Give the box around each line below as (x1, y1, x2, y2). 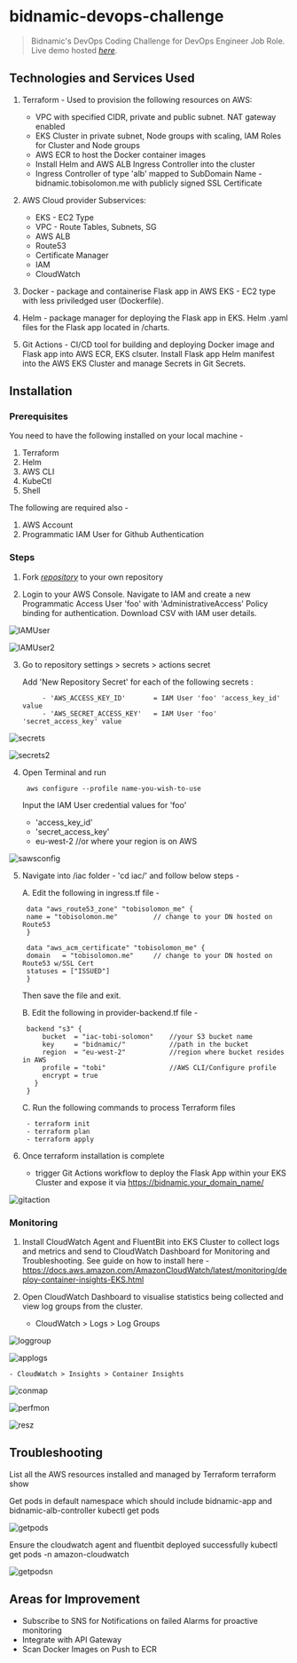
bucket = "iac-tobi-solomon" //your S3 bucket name (42, 1032, 254, 1041)
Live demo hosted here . (30, 44, 118, 55)
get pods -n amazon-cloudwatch (9, 1548, 130, 1559)
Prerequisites (9, 410, 68, 423)
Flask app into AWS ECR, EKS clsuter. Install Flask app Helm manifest (21, 348, 275, 359)
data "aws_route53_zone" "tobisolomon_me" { (26, 904, 193, 914)
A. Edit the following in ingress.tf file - (21, 887, 160, 898)
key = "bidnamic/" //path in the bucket (42, 1040, 249, 1049)
